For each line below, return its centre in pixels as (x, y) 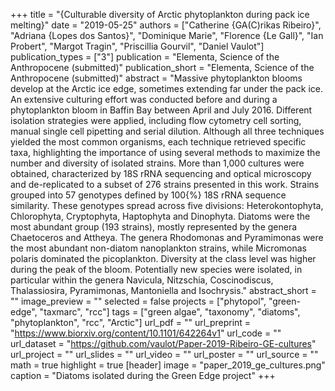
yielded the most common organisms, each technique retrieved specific (158, 142)
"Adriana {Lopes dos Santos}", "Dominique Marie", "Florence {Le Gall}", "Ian (167, 35)
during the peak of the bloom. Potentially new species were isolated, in (156, 269)
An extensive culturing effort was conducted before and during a (144, 99)
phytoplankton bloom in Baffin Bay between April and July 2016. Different (161, 110)
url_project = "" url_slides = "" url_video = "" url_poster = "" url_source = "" (164, 354)
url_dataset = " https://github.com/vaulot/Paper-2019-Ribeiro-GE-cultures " (163, 343)
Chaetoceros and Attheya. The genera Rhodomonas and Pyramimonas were (167, 237)
